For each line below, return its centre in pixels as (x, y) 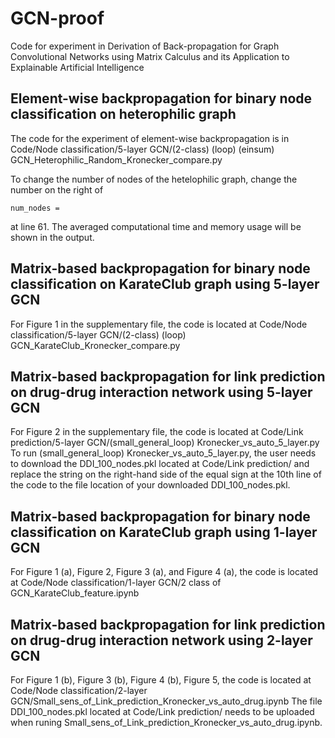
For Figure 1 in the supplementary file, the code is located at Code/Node (159, 324)
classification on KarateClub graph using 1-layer (164, 532)
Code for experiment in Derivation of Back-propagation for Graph (145, 46)
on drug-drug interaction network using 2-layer (161, 640)
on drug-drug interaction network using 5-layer (161, 392)
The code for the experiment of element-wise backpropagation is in (150, 138)
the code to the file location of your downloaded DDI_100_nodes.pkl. (150, 485)
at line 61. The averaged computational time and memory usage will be (156, 226)
